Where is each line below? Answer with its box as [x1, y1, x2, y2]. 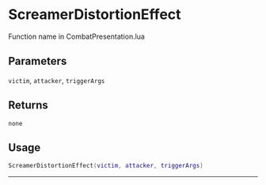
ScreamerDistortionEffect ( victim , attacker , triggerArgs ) [8, 162, 203, 170]
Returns [8, 99, 49, 112]
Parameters [8, 55, 67, 68]
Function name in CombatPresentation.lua [8, 32, 145, 41]
